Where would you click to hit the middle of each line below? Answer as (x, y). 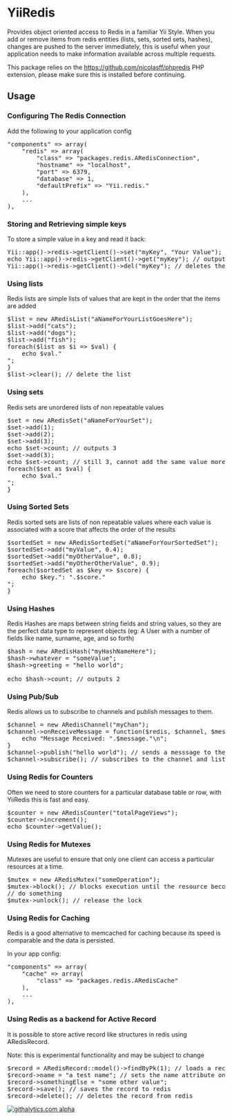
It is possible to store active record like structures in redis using (97, 1034)
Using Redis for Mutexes (49, 844)
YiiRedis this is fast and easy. (48, 800)
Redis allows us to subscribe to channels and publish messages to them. (110, 712)
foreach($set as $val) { (49, 469)
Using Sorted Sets (38, 507)
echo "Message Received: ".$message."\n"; (95, 739)
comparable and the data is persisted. (61, 940)
